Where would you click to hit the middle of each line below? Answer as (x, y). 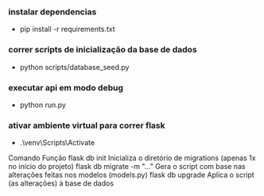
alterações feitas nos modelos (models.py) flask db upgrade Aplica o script (131, 175)
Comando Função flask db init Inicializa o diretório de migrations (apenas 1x (132, 158)
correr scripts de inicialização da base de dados (103, 50)
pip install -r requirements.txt (67, 29)
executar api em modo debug (66, 87)
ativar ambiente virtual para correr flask (87, 125)
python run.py (43, 105)
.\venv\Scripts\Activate (57, 143)
